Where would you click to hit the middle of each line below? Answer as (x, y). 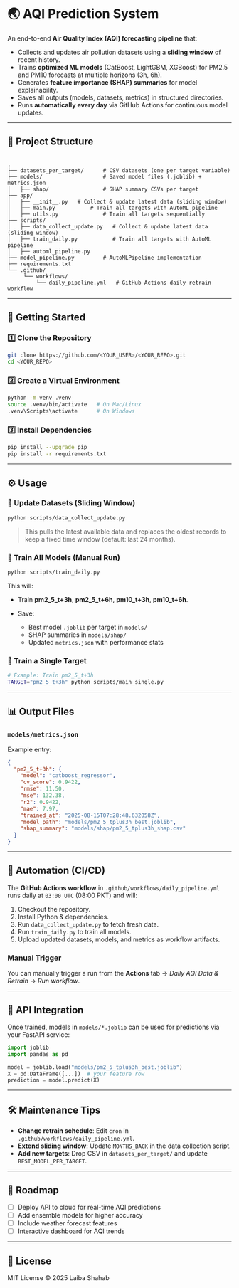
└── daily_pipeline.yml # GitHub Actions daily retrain (124, 283)
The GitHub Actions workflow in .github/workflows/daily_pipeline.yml (114, 887)
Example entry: (30, 749)
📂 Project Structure (51, 142)
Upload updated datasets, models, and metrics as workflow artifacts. (119, 939)
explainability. (38, 90)
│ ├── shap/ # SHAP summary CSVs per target (103, 189)
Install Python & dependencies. (63, 917)
